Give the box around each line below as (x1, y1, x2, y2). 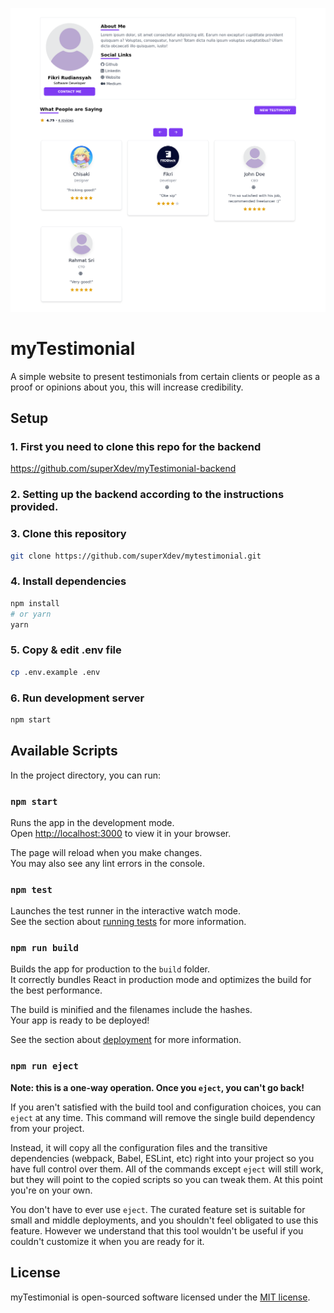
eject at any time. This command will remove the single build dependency (10, 1111, 316, 1123)
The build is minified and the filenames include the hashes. (10, 1004, 253, 1016)
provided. (10, 500, 59, 514)
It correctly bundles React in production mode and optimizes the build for (10, 974, 312, 986)
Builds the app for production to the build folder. (10, 963, 211, 975)
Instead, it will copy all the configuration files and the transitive (10, 1141, 268, 1153)
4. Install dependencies (10, 574, 127, 588)
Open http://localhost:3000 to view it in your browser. (10, 827, 232, 839)
